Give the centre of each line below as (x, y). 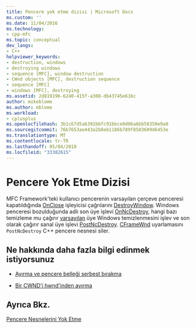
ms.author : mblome (29, 107)
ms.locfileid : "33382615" (39, 152)
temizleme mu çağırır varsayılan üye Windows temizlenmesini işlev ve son (98, 218)
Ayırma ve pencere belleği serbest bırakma (68, 274)
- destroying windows (33, 68)
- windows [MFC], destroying (43, 91)
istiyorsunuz (30, 259)
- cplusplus (21, 118)
